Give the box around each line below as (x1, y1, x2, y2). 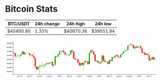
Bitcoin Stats (5, 3, 58, 15)
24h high (66, 21, 85, 27)
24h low (94, 21, 112, 27)
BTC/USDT (8, 21, 30, 27)
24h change (35, 21, 60, 27)
